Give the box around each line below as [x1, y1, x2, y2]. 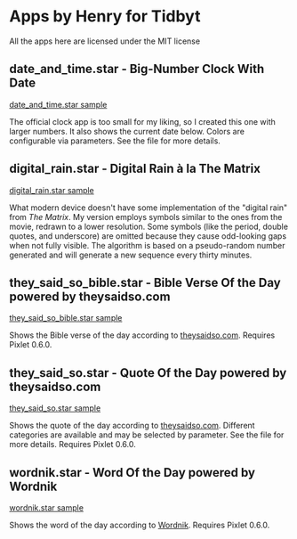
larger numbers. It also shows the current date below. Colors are [9, 126, 245, 136]
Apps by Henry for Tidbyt [9, 6, 201, 27]
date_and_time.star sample [9, 99, 108, 110]
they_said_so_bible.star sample [9, 313, 123, 323]
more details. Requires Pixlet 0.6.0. [9, 439, 136, 450]
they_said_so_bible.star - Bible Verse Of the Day [9, 274, 282, 290]
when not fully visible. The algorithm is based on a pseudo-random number [9, 240, 285, 250]
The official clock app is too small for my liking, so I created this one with [9, 116, 276, 127]
